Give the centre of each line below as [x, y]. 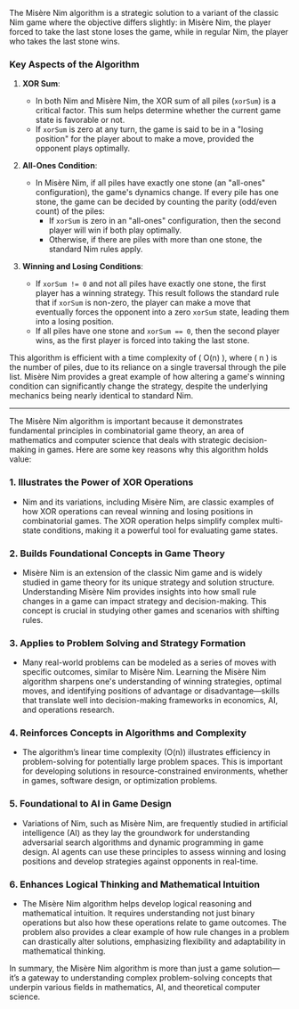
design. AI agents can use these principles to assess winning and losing [154, 851]
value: [20, 459]
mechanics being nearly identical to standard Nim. [101, 396]
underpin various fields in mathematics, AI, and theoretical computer [135, 988]
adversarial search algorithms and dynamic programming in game [143, 842]
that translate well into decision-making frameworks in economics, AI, [150, 701]
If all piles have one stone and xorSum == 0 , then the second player [158, 331]
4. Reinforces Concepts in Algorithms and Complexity [128, 733]
